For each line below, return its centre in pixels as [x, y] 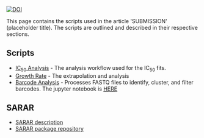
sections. [18, 34]
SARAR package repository [49, 129]
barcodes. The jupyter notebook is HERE [66, 89]
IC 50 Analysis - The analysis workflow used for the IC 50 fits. [90, 68]
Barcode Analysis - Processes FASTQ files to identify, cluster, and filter [104, 82]
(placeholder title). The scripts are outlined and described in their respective [102, 28]
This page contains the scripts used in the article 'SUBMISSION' [87, 21]
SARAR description [39, 122]
